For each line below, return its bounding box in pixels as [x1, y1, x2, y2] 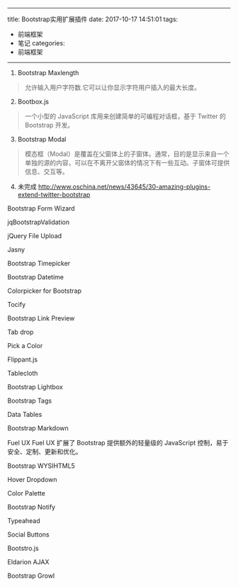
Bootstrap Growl [7, 571, 55, 580]
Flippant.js [7, 355, 38, 364]
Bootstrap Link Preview [7, 314, 75, 323]
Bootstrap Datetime [7, 273, 64, 281]
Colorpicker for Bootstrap [7, 286, 82, 295]
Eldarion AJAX [7, 558, 50, 566]
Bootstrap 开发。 [24, 121, 74, 129]
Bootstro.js [7, 544, 39, 552]
